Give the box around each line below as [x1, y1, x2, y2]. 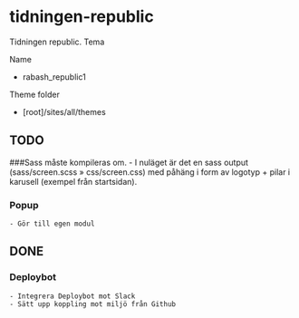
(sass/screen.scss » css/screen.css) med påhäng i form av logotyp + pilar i [9, 166, 291, 178]
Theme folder [9, 89, 61, 100]
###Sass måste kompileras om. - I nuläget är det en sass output [9, 157, 249, 168]
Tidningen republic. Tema [9, 36, 105, 47]
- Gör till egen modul [9, 219, 95, 228]
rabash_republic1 [22, 71, 86, 82]
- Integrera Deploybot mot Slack [9, 292, 136, 301]
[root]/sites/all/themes [22, 106, 106, 117]
